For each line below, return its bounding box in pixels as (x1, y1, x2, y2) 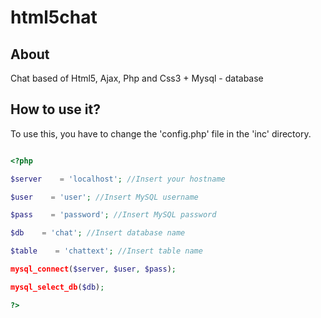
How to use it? (10, 101, 101, 118)
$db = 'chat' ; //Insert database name (10, 228, 186, 238)
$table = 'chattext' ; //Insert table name (10, 246, 203, 256)
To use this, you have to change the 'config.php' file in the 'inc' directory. (10, 127, 312, 140)
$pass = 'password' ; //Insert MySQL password (10, 210, 217, 220)
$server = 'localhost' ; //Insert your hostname (10, 174, 226, 184)
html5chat (10, 6, 98, 29)
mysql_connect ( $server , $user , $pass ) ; (10, 264, 177, 275)
